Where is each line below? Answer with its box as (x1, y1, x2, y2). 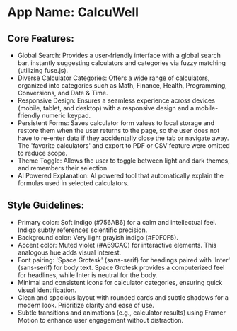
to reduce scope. (17, 149, 68, 157)
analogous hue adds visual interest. (17, 248, 122, 257)
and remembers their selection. (17, 164, 110, 172)
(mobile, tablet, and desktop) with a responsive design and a (17, 104, 195, 112)
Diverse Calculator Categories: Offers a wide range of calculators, (17, 74, 210, 82)
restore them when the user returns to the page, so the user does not (17, 127, 220, 134)
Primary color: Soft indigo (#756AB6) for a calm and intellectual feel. (17, 218, 217, 226)
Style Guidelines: (7, 199, 85, 211)
